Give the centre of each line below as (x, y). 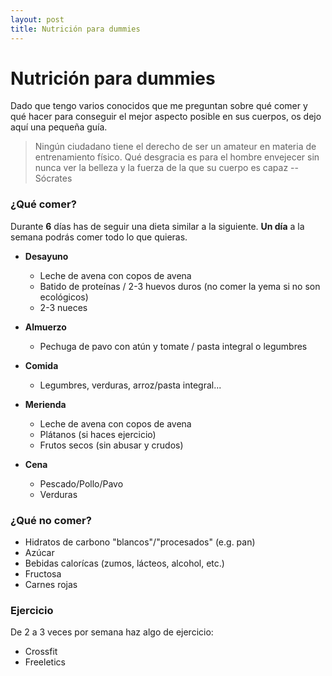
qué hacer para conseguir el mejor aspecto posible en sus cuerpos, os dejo (166, 117)
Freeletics (45, 662)
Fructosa (43, 574)
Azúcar (39, 553)
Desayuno (46, 256)
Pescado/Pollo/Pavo (81, 483)
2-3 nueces (63, 307)
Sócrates (53, 178)
